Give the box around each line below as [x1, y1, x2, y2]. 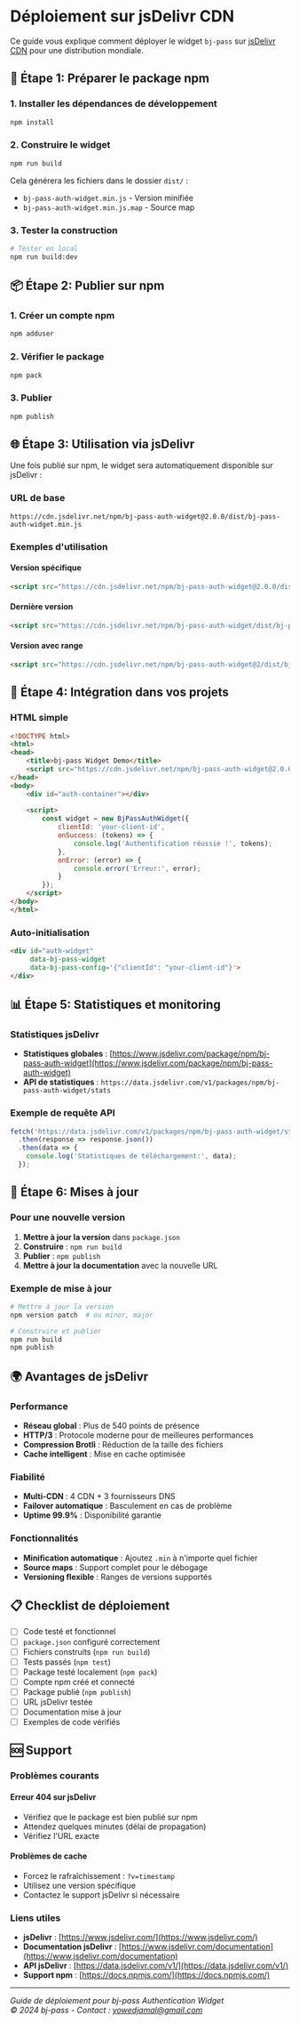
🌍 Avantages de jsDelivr [10, 1368, 149, 1384]
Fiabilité [10, 1471, 45, 1483]
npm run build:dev [10, 252, 78, 262]
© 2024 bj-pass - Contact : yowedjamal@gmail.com [10, 2004, 203, 2016]
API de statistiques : [22, 1077, 99, 1087]
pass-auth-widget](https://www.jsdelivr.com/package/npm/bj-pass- [22, 1058, 273, 1068]
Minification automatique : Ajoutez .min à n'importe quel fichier [22, 1552, 258, 1563]
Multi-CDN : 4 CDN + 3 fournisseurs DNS [22, 1491, 176, 1502]
